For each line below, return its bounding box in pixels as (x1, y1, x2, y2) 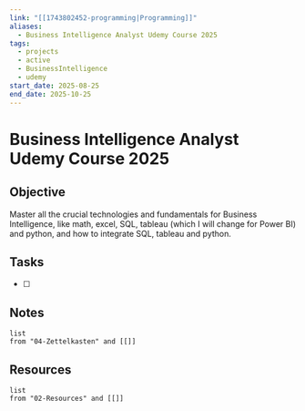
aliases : (9, 22, 43, 31)
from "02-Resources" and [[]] (9, 394, 125, 403)
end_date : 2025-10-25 (9, 89, 92, 98)
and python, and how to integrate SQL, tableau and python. (9, 228, 232, 239)
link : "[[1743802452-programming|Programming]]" (9, 13, 198, 23)
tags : (9, 38, 30, 48)
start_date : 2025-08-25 (9, 81, 100, 90)
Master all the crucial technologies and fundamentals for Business (9, 209, 258, 220)
